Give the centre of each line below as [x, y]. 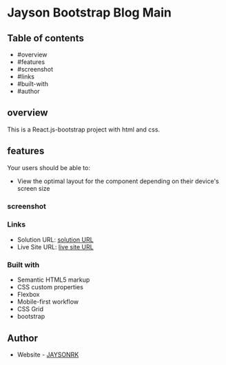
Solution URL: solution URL [55, 240]
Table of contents [45, 38]
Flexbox [28, 295]
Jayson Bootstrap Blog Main [90, 13]
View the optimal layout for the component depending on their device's [118, 181]
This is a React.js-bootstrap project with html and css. [84, 129]
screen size [33, 188]
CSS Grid [30, 309]
